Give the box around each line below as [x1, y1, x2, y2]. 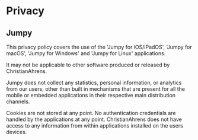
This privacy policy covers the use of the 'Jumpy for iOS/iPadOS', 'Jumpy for [6, 43, 193, 50]
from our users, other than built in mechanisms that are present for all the [6, 85, 186, 93]
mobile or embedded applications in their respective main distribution [6, 92, 176, 98]
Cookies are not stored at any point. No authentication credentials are [6, 110, 176, 116]
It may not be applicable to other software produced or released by [6, 61, 170, 68]
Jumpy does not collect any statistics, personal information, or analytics [6, 79, 182, 86]
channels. [6, 98, 30, 105]
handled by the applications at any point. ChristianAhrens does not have [6, 116, 183, 123]
